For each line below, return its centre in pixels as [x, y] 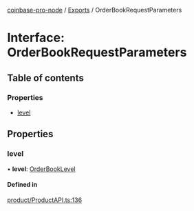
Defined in [22, 185]
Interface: [36, 38]
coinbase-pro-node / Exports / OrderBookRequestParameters [95, 10]
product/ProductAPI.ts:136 [45, 200]
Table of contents [45, 78]
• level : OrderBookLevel [41, 169]
